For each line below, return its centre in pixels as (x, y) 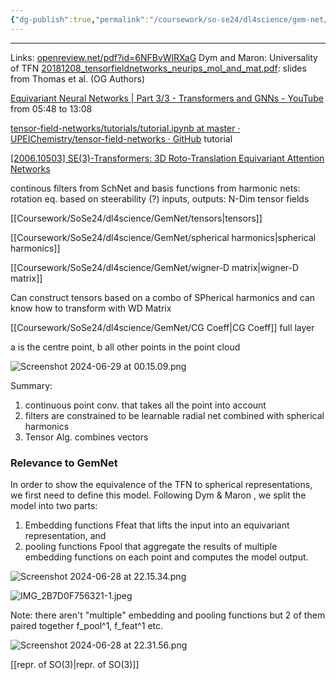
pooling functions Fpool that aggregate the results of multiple (151, 546)
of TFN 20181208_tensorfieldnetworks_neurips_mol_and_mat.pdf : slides (158, 68)
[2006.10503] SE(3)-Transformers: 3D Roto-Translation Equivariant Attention (167, 158)
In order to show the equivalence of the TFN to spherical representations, (161, 484)
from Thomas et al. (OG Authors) (78, 78)
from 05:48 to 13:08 (51, 108)
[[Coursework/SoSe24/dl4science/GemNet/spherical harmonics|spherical (163, 237)
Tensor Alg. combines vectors (86, 437)
